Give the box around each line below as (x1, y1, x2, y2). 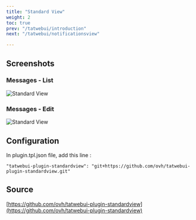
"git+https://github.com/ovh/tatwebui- (91, 163, 191, 169)
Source (6, 185, 34, 195)
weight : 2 (6, 14, 31, 20)
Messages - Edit (6, 105, 55, 113)
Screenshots (6, 58, 55, 69)
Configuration (6, 136, 60, 146)
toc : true (6, 20, 31, 26)
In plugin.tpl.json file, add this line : (6, 151, 92, 158)
